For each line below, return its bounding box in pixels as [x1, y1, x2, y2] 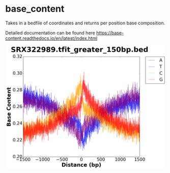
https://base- [96, 30, 124, 36]
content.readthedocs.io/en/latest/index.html [5, 35, 98, 41]
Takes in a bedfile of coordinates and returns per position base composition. [5, 20, 165, 26]
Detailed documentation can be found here [5, 30, 95, 36]
